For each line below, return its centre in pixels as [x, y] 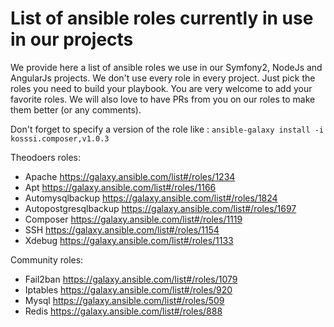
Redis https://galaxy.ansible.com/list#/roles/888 [123, 311]
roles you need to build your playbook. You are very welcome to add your [161, 88]
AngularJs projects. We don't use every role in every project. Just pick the [163, 78]
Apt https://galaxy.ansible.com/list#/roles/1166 [120, 187]
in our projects [72, 39]
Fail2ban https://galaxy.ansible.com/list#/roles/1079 [131, 279]
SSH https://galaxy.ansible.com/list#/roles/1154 [122, 229]
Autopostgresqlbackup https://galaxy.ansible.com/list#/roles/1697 [160, 208]
